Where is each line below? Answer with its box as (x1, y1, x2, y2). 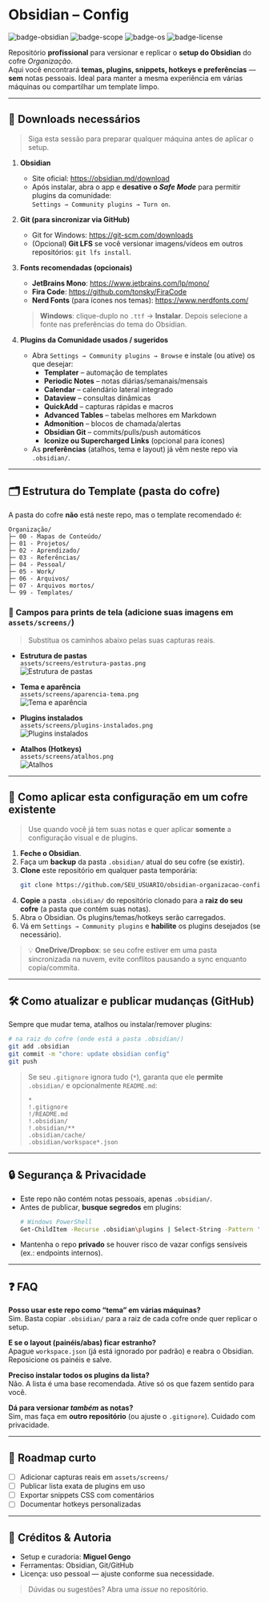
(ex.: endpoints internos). (19, 1248, 103, 1258)
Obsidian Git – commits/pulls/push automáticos (43, 427, 202, 436)
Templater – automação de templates (43, 367, 168, 377)
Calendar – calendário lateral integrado (43, 384, 174, 394)
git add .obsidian (8, 1043, 70, 1051)
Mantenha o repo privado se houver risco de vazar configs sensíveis (19, 1239, 248, 1249)
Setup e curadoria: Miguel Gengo (19, 1552, 131, 1562)
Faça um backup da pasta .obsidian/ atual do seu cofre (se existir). (19, 857, 245, 866)
